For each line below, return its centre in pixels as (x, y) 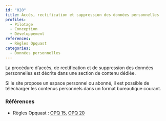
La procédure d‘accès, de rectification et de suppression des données (79, 68)
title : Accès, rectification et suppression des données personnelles (82, 15)
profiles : (16, 19)
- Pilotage (22, 24)
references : (18, 39)
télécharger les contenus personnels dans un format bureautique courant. (83, 88)
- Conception (24, 29)
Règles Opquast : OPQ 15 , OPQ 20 (49, 113)
